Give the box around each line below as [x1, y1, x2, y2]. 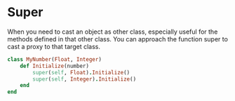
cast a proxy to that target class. [7, 42, 100, 50]
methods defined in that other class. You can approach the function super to [7, 34, 228, 43]
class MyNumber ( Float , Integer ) [7, 55, 102, 63]
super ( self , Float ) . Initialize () [32, 69, 130, 76]
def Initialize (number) [20, 62, 90, 69]
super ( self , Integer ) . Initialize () [32, 75, 137, 83]
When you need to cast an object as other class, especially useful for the [7, 27, 218, 36]
